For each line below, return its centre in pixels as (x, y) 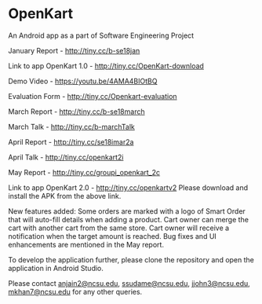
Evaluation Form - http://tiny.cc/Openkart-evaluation (93, 96)
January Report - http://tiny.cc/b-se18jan (74, 50)
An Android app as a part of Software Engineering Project (101, 35)
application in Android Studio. (56, 268)
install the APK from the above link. (65, 196)
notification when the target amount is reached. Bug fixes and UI (113, 236)
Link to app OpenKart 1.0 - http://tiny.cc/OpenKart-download (106, 66)
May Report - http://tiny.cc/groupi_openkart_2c (84, 172)
